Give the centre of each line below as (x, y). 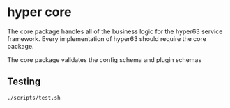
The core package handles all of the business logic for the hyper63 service (115, 31)
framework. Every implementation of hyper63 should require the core (107, 38)
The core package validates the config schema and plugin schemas (105, 59)
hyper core (39, 12)
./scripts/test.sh (34, 98)
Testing (24, 82)
